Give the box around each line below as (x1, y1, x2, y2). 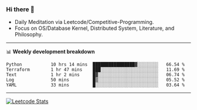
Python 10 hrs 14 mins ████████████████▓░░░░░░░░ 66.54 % (6, 61, 185, 68)
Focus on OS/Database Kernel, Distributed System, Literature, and (14, 25, 175, 32)
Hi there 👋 (6, 5, 35, 13)
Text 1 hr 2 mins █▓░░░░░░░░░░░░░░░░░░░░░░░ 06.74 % (6, 72, 185, 78)
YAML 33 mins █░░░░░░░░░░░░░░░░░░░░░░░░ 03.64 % (6, 82, 185, 88)
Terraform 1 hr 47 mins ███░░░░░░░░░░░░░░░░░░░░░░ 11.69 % (6, 67, 185, 73)
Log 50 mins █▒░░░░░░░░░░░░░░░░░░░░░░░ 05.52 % (6, 77, 185, 83)
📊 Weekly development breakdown (6, 48, 95, 55)
